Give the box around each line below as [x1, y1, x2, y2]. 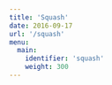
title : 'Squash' [9, 12, 69, 22]
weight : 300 [25, 63, 69, 72]
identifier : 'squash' [25, 54, 104, 63]
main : [17, 46, 38, 55]
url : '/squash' [9, 29, 65, 38]
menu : [9, 37, 29, 47]
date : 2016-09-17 [9, 21, 73, 30]
